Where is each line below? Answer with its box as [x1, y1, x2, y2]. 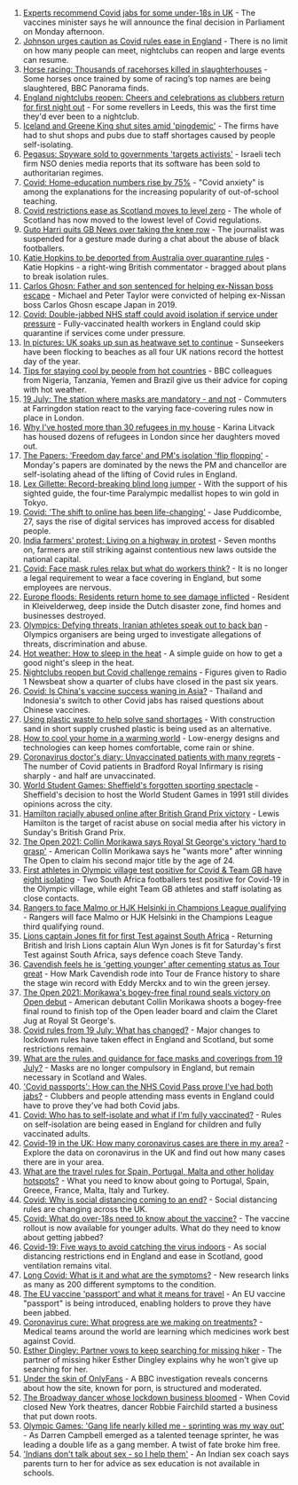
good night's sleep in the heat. [22, 658, 135, 668]
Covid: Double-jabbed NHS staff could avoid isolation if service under [22, 309, 278, 319]
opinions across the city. [22, 799, 114, 809]
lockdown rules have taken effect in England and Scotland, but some [22, 1035, 274, 1044]
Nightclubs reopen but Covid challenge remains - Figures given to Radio [22, 667, 287, 677]
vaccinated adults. [22, 1129, 91, 1138]
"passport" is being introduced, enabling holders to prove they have [22, 1298, 271, 1309]
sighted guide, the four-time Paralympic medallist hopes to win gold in [22, 488, 279, 498]
